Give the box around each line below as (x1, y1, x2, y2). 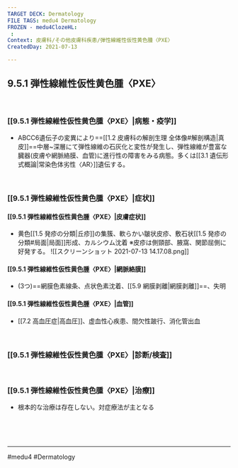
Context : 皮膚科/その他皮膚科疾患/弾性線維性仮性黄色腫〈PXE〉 (7, 37, 174, 44)
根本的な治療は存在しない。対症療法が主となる (17, 403, 154, 412)
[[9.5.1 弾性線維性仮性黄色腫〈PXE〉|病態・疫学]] (7, 116, 177, 126)
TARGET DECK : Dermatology (7, 10, 84, 18)
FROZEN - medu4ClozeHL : (7, 23, 78, 31)
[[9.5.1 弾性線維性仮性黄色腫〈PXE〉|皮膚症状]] (7, 212, 147, 221)
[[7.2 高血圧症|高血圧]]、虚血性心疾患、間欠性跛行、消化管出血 (17, 317, 200, 325)
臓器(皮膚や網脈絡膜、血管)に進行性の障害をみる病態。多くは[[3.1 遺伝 (17, 151, 223, 160)
